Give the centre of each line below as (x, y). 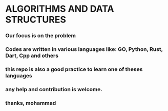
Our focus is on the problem (40, 36)
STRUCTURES (36, 20)
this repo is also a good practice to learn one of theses (74, 69)
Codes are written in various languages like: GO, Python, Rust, (84, 49)
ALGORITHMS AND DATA (60, 9)
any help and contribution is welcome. (54, 89)
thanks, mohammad (31, 103)
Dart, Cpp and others (32, 55)
